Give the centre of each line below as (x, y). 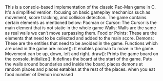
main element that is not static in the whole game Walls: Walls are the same (81, 28)
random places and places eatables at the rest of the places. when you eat (80, 69)
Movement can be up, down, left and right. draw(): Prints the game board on (82, 54)
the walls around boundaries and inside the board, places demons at (74, 64)
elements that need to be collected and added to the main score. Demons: (80, 38)
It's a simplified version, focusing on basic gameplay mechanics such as (78, 12)
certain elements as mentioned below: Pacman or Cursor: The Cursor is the (81, 22)
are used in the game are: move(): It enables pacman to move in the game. (80, 49)
